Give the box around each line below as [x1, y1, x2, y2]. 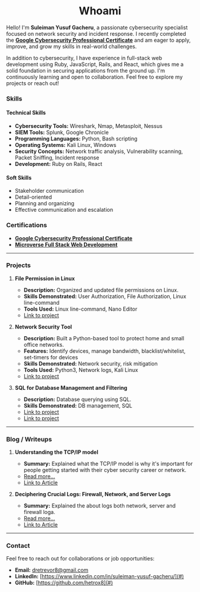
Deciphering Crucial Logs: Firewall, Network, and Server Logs [14, 491, 171, 498]
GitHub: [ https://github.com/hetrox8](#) [14, 579, 113, 587]
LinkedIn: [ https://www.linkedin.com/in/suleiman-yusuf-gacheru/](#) [14, 573, 185, 580]
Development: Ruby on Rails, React [14, 161, 102, 168]
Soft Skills [6, 174, 32, 181]
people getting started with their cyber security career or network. [23, 466, 186, 474]
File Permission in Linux [14, 275, 76, 282]
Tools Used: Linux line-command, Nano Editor [23, 305, 138, 312]
